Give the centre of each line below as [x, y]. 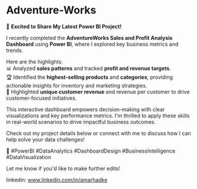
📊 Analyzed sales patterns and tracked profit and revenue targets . [89, 68]
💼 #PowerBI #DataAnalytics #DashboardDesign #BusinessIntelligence [91, 151]
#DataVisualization [29, 157]
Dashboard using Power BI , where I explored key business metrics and [92, 44]
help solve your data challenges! [46, 139]
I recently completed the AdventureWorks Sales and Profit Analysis [89, 38]
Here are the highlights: [34, 62]
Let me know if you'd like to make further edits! [63, 168]
